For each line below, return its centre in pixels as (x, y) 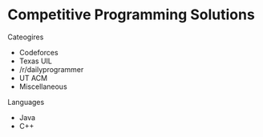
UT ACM (33, 78)
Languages (26, 102)
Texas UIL (36, 61)
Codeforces (38, 52)
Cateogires (26, 37)
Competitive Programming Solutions (131, 15)
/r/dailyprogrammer (51, 69)
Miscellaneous (43, 87)
